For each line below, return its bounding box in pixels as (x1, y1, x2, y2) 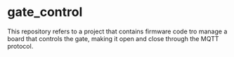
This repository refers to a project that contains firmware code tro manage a (7, 27, 228, 35)
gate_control (7, 4, 83, 20)
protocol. (7, 42, 34, 50)
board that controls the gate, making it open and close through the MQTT (7, 34, 219, 42)
